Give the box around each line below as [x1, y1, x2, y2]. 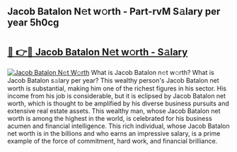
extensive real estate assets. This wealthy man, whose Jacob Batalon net [7, 107, 221, 115]
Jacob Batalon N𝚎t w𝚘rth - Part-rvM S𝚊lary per [7, 6, 221, 18]
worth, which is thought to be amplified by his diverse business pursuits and [7, 99, 230, 107]
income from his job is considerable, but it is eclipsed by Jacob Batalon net [7, 92, 226, 100]
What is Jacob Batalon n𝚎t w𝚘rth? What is [91, 69, 214, 76]
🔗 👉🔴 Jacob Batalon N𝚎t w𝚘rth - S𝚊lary [7, 46, 188, 58]
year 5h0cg [7, 17, 59, 29]
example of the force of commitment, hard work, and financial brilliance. [7, 137, 218, 145]
